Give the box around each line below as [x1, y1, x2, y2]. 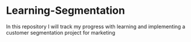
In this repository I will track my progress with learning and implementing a [6, 23, 186, 30]
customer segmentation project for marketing [6, 29, 116, 36]
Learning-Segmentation [6, 4, 126, 17]
